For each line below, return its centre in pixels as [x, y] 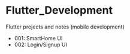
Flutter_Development [59, 10]
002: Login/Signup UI [40, 45]
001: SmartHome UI [38, 38]
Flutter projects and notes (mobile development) [65, 27]
